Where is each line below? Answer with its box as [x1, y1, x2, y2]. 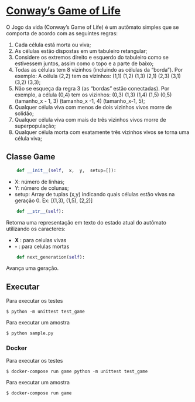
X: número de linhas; [14, 178, 65, 185]
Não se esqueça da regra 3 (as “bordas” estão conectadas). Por [14, 85, 170, 92]
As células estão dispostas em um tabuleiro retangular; [14, 47, 148, 54]
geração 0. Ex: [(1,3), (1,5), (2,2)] [14, 197, 93, 204]
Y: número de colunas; [14, 184, 69, 192]
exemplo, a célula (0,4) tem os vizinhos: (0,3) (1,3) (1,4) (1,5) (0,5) [14, 91, 172, 98]
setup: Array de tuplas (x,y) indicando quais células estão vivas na [14, 190, 175, 197]
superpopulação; [14, 122, 56, 129]
